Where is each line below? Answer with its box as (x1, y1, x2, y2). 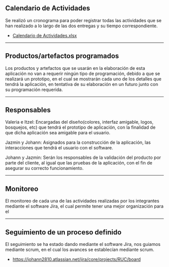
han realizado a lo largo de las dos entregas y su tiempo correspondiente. (5, 23, 158, 29)
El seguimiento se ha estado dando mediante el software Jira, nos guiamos (5, 241, 161, 247)
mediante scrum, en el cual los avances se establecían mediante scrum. (5, 246, 154, 253)
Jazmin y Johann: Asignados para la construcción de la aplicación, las (5, 139, 151, 145)
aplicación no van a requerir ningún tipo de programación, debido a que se (5, 70, 160, 76)
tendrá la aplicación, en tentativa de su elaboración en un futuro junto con (5, 81, 158, 87)
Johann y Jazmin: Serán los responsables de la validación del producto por (5, 154, 161, 160)
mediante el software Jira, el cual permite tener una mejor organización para (5, 203, 163, 209)
